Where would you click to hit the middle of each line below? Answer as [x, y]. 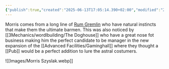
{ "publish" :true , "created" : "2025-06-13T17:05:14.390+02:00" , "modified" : [83, 10]
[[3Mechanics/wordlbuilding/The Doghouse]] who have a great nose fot [80, 35]
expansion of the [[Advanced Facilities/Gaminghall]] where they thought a [82, 45]
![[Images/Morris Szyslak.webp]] [39, 60]
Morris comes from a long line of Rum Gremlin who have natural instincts [81, 24]
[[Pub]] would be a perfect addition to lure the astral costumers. [71, 51]
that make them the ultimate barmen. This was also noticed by [70, 29]
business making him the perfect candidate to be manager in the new [77, 40]
